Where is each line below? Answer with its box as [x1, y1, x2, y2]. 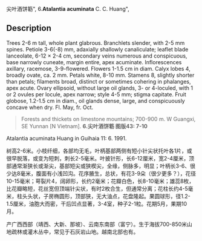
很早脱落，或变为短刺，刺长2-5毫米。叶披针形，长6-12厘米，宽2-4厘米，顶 [6, 154, 195, 162]
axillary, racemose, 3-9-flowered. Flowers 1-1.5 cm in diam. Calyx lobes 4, [6, 65, 191, 72]
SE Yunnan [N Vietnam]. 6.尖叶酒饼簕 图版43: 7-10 [21, 122, 148, 130]
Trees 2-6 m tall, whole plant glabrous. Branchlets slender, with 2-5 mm [6, 39, 185, 47]
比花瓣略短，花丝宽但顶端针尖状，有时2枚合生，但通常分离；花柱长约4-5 [6, 185, 189, 192]
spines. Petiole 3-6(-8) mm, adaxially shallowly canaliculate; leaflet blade [6, 45, 189, 53]
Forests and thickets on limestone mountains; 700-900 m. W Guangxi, [21, 115, 196, 122]
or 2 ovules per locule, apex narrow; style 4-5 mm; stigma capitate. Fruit [6, 90, 186, 98]
